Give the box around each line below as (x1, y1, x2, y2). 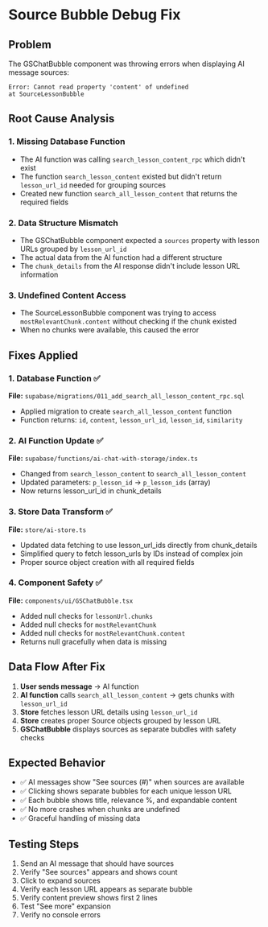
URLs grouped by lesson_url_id (19, 244, 127, 253)
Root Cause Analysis (8, 112, 115, 126)
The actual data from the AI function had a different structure (19, 252, 223, 262)
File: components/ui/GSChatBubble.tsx (8, 595, 134, 605)
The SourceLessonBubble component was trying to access (19, 308, 216, 318)
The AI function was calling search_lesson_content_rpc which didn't (19, 154, 245, 164)
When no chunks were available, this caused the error (19, 325, 200, 335)
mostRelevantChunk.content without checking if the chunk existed (19, 316, 237, 327)
